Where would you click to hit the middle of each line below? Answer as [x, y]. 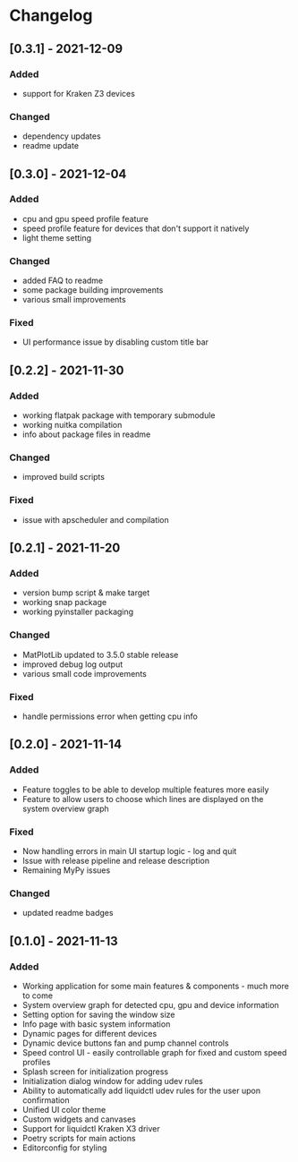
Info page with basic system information [96, 1024]
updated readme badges [68, 913]
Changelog [51, 16]
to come [38, 995]
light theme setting [57, 237]
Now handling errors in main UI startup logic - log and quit [129, 851]
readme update [50, 146]
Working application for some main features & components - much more [155, 986]
